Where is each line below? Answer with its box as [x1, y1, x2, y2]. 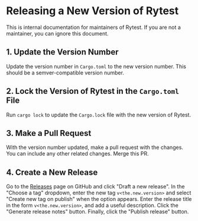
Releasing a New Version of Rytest [6, 4, 179, 18]
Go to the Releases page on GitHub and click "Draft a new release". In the [6, 183, 185, 190]
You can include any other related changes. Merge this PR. [6, 150, 149, 157]
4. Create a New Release [6, 167, 98, 177]
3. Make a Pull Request [6, 128, 92, 138]
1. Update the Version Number [6, 47, 119, 57]
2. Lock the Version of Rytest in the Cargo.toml [6, 86, 179, 96]
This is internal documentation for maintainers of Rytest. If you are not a [6, 24, 181, 31]
